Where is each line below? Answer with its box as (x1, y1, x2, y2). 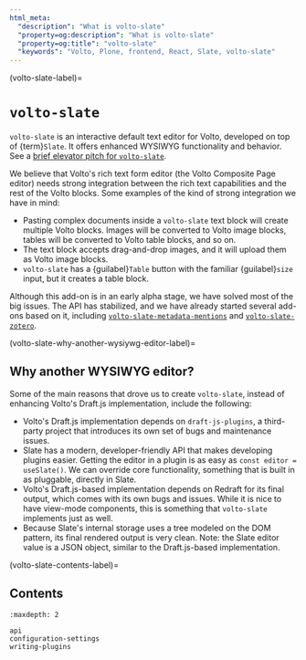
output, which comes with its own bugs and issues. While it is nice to (22, 493, 282, 504)
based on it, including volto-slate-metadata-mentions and (25, 310, 244, 321)
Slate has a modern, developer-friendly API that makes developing (22, 445, 273, 456)
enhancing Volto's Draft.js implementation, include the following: (9, 398, 252, 409)
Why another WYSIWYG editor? (9, 364, 195, 380)
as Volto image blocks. (22, 254, 109, 265)
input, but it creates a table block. (22, 273, 149, 284)
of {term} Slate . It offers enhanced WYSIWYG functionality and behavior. (9, 141, 282, 152)
